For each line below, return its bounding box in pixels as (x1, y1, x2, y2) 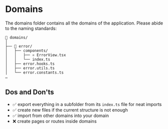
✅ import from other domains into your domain (12, 112, 109, 118)
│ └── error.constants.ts (5, 70, 64, 75)
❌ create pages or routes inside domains (12, 118, 97, 124)
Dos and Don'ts (5, 88, 54, 96)
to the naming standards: (5, 25, 57, 31)
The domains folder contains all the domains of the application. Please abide (5, 20, 163, 26)
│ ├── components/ (5, 48, 49, 53)
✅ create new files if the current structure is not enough (12, 106, 128, 113)
